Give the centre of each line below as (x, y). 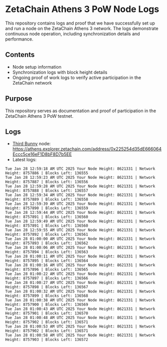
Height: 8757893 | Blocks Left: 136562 (47, 243)
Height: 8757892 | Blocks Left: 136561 (47, 235)
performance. (19, 39)
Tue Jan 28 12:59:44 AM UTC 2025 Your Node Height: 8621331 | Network (80, 213)
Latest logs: (24, 160)
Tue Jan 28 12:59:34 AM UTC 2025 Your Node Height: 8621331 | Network (80, 195)
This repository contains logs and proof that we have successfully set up (80, 23)
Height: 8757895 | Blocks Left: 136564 (47, 261)
